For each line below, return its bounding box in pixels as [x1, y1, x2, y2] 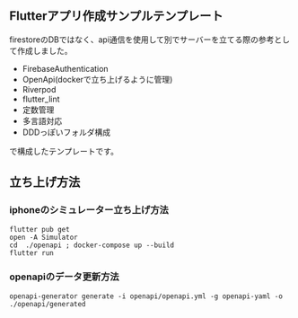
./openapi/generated [9, 299, 87, 308]
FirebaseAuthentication [22, 63, 110, 74]
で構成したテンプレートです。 [9, 146, 119, 156]
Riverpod [22, 84, 57, 94]
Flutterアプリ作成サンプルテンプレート [9, 8, 223, 24]
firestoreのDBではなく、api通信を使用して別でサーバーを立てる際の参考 [9, 34, 275, 45]
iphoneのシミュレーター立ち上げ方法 [9, 204, 169, 216]
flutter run [9, 248, 54, 258]
